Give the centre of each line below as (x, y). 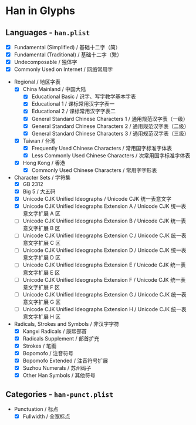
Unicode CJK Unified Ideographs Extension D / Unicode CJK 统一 (102, 250)
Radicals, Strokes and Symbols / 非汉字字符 (67, 323)
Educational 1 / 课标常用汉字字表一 (73, 104)
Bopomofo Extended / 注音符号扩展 (65, 360)
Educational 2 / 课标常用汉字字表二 (73, 111)
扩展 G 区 (50, 302)
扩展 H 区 (50, 316)
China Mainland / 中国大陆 (54, 89)
